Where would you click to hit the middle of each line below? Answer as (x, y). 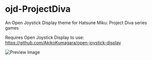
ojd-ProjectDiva (38, 9)
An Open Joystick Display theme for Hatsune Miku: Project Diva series (76, 23)
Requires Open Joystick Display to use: (45, 37)
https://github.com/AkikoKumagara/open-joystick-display (63, 42)
